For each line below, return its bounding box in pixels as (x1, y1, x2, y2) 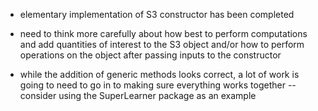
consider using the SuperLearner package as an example (19, 90, 257, 101)
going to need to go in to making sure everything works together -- (19, 79, 297, 91)
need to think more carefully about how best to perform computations (19, 28, 308, 39)
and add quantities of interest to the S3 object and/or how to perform (19, 39, 305, 50)
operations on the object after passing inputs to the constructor (19, 49, 282, 61)
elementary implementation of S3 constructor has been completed (19, 9, 295, 20)
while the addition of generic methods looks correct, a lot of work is (19, 69, 300, 80)
